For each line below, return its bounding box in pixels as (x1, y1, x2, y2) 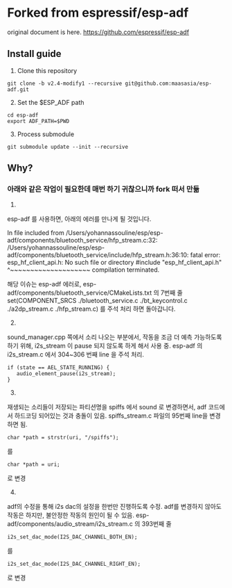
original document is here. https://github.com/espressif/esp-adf (7, 28, 189, 36)
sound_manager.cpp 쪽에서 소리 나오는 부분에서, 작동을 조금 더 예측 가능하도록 (7, 333, 222, 341)
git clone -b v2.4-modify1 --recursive (7, 80, 123, 87)
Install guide (7, 48, 62, 60)
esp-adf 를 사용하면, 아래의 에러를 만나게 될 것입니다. (7, 215, 152, 223)
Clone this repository (17, 66, 78, 74)
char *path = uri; (7, 461, 60, 468)
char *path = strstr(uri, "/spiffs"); (7, 434, 119, 441)
